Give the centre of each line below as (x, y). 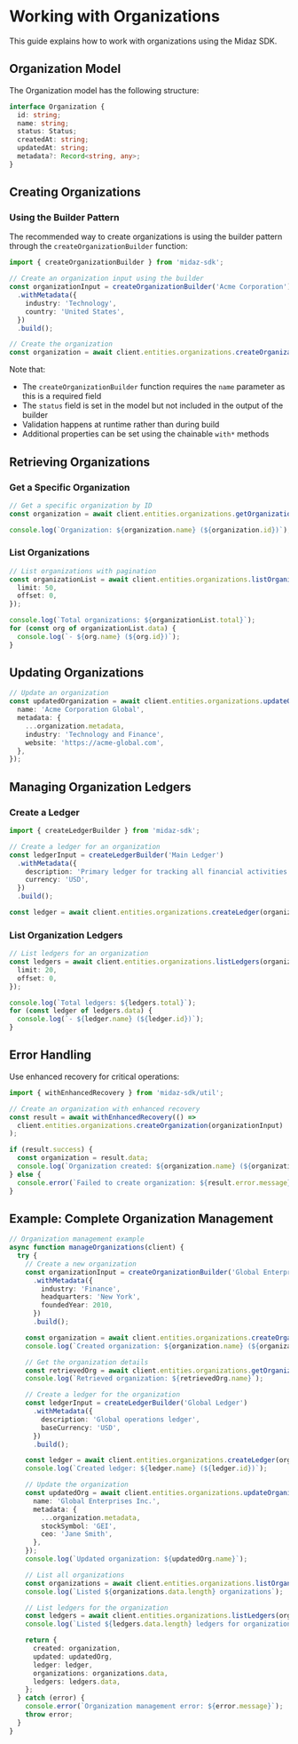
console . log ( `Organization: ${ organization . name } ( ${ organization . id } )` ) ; (150, 530)
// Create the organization (61, 344)
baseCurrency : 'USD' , (81, 1428)
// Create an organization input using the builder (106, 279)
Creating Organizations (75, 192)
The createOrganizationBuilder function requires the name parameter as (153, 387)
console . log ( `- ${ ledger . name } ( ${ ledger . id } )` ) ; (110, 1020)
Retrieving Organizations (80, 462)
